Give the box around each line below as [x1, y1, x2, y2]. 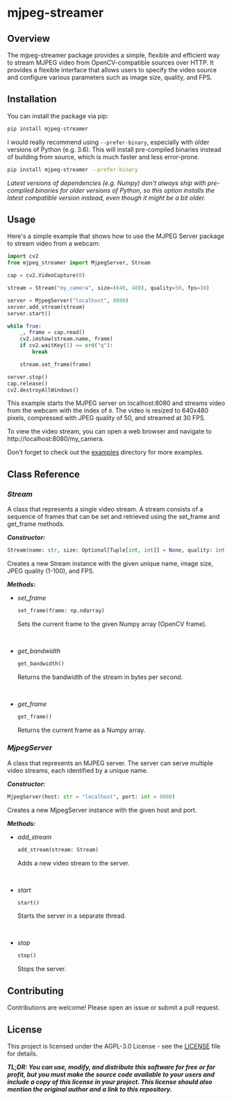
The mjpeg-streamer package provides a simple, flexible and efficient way [7, 51, 220, 59]
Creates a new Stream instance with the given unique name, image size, [7, 559, 214, 568]
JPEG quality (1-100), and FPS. [7, 566, 95, 575]
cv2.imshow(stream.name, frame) [19, 335, 113, 342]
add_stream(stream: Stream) [17, 846, 99, 853]
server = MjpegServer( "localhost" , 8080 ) [7, 297, 129, 304]
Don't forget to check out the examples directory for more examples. [7, 448, 204, 456]
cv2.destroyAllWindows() [7, 386, 79, 394]
